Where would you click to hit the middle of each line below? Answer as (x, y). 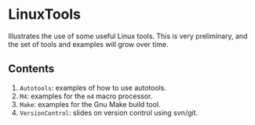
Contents (31, 69)
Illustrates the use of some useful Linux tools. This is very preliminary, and (128, 36)
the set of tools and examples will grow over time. (88, 44)
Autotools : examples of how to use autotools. (93, 87)
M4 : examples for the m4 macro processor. (86, 96)
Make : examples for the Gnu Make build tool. (90, 104)
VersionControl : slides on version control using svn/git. (109, 112)
